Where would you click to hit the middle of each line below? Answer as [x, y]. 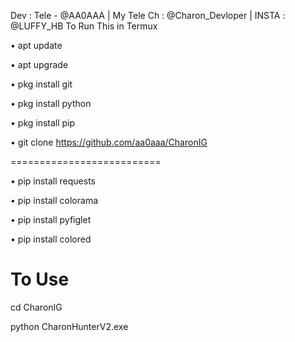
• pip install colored [51, 239]
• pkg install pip [43, 123]
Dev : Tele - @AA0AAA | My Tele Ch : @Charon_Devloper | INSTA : [148, 15]
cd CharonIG [36, 307]
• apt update [36, 45]
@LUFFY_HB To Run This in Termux [84, 26]
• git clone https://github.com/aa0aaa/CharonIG [109, 142]
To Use [40, 279]
